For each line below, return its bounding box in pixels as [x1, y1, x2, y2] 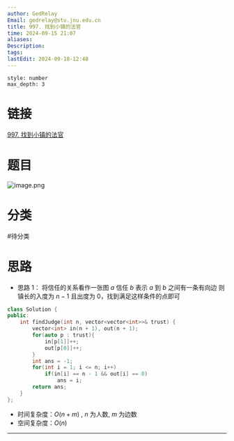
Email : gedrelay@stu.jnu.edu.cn [7, 17, 101, 24]
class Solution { [7, 306, 58, 313]
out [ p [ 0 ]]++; [44, 344, 82, 352]
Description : [7, 42, 45, 49]
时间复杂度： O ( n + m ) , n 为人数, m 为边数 [17, 410, 137, 418]
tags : [7, 49, 23, 56]
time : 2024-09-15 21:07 [7, 29, 77, 37]
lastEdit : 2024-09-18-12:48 [7, 56, 89, 63]
